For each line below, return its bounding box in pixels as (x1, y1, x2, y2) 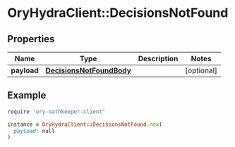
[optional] (184, 65, 217, 75)
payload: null (13, 127, 55, 134)
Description (138, 54, 179, 63)
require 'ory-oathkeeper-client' (7, 108, 106, 115)
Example (7, 89, 47, 101)
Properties (7, 33, 55, 45)
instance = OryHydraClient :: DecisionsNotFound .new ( (7, 121, 162, 128)
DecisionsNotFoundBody (45, 65, 132, 75)
